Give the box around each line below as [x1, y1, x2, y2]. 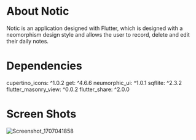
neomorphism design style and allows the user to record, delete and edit [6, 31, 190, 38]
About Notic [6, 4, 69, 18]
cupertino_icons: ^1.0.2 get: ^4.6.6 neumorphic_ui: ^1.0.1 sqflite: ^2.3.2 [6, 79, 182, 86]
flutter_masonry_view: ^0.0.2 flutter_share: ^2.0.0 [6, 86, 130, 93]
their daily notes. [6, 37, 49, 45]
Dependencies [6, 59, 82, 73]
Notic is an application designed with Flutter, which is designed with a [6, 24, 183, 32]
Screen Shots [6, 107, 77, 121]
